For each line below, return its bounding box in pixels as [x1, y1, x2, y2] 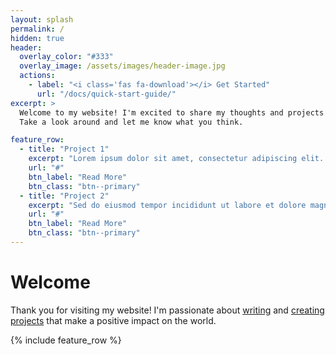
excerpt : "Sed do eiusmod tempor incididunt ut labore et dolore [28, 200, 307, 210]
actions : [19, 71, 56, 81]
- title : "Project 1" [19, 144, 110, 155]
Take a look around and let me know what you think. [19, 117, 244, 127]
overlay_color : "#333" [19, 52, 114, 62]
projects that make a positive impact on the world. [10, 314, 217, 326]
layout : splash [10, 14, 74, 25]
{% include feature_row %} [10, 334, 122, 346]
